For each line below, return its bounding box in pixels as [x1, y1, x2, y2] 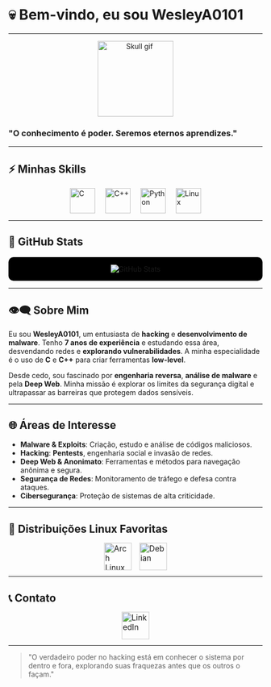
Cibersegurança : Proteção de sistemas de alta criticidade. [19, 491, 215, 501]
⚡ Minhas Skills [8, 162, 86, 176]
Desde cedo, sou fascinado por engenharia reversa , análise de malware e [8, 370, 258, 380]
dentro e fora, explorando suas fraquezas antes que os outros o [27, 661, 240, 671]
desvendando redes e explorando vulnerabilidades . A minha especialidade [8, 346, 261, 356]
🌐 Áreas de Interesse [8, 418, 117, 432]
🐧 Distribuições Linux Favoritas [8, 522, 168, 535]
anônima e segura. [19, 465, 82, 475]
